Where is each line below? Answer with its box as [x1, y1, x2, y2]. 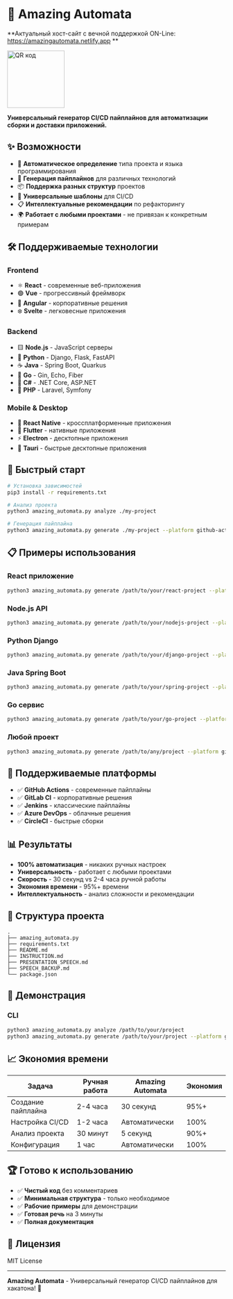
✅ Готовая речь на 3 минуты [17, 1210, 103, 1218]
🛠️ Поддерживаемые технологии [7, 241, 159, 253]
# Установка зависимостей [7, 482, 82, 489]
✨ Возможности [7, 141, 81, 153]
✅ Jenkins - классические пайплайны [17, 802, 130, 810]
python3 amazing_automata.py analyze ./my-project [7, 508, 157, 515]
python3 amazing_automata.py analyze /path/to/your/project [7, 1026, 185, 1034]
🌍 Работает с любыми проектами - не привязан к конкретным [17, 210, 208, 218]
